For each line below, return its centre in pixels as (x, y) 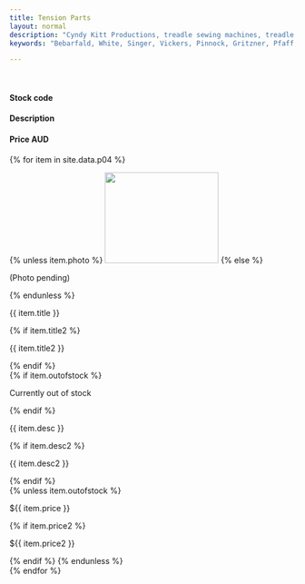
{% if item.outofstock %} (56, 375)
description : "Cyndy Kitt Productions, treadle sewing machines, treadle (152, 35)
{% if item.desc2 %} (47, 445)
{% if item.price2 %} (48, 525)
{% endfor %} (35, 570)
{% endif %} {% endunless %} (67, 560)
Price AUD (30, 139)
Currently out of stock (50, 392)
